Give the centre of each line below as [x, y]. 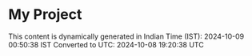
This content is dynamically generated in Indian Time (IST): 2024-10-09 [126, 36]
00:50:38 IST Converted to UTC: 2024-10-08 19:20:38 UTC [106, 44]
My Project [45, 15]
